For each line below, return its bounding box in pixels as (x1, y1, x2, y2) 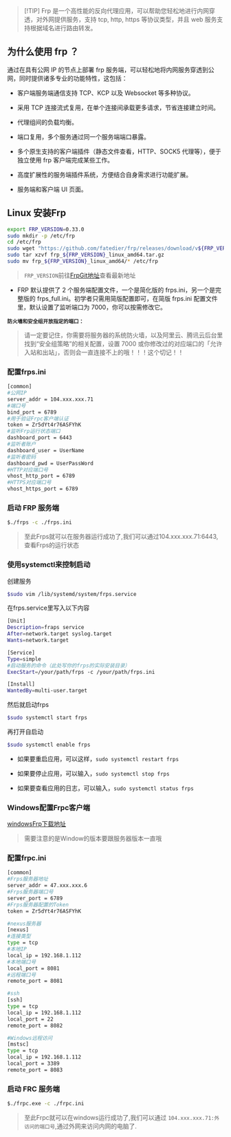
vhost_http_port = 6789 (7, 473, 76, 480)
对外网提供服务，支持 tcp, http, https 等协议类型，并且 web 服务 (36, 15, 217, 23)
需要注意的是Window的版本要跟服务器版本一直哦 (23, 834, 162, 842)
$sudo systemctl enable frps (7, 741, 91, 749)
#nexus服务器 (7, 920, 41, 927)
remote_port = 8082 (7, 1022, 63, 1029)
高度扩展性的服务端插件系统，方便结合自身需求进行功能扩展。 (16, 170, 192, 178)
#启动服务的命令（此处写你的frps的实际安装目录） (7, 662, 131, 669)
